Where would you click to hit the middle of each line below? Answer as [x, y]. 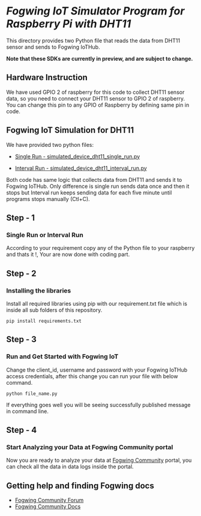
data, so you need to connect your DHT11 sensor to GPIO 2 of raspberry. [96, 98]
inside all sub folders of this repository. [54, 310]
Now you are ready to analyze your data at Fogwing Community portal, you [99, 460]
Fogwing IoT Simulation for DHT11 [70, 130]
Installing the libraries [39, 290]
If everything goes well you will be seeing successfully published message [98, 405]
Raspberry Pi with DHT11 [69, 24]
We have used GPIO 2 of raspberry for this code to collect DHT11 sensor [95, 92]
